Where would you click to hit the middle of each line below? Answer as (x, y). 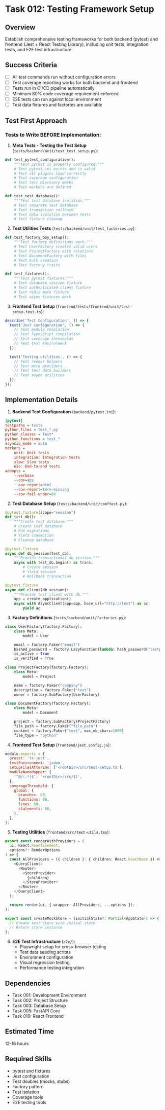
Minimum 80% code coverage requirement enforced (65, 94)
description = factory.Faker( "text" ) (53, 690)
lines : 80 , (29, 804)
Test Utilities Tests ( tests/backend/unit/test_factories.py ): (74, 228)
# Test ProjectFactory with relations (54, 251)
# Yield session (39, 572)
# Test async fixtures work (42, 297)
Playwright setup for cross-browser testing (63, 947)
